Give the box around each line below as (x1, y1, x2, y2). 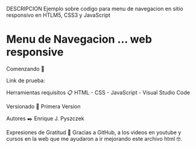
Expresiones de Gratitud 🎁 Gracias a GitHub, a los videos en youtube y (6, 129, 182, 136)
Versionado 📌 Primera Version (6, 102, 81, 110)
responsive (6, 45, 64, 59)
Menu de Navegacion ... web (6, 32, 153, 46)
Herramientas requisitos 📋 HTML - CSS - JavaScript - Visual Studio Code (6, 88, 190, 96)
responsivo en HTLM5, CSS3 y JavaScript (6, 11, 110, 19)
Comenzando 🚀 (6, 65, 45, 72)
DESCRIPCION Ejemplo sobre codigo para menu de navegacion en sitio (6, 5, 183, 12)
